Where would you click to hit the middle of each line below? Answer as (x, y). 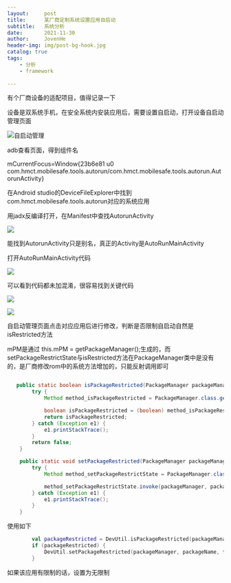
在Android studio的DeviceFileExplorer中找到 (69, 192)
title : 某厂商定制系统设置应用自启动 (62, 20)
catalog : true (27, 52)
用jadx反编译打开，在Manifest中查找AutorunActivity (80, 216)
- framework (36, 71)
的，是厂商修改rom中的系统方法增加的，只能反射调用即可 (88, 366)
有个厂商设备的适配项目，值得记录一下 (61, 98)
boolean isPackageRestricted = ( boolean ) (104, 410)
